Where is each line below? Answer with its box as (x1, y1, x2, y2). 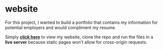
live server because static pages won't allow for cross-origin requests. (5, 39, 147, 45)
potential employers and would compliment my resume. (5, 24, 116, 30)
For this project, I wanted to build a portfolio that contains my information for (5, 19, 158, 25)
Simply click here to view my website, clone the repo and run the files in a (5, 34, 153, 40)
